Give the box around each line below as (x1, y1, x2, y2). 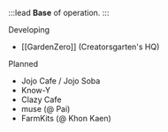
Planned (8, 59, 39, 69)
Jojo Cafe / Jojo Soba (20, 76, 101, 86)
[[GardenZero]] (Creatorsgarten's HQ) (20, 41, 160, 52)
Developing (8, 25, 50, 34)
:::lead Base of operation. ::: (8, 8, 110, 18)
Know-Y (20, 85, 50, 95)
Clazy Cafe (20, 94, 62, 105)
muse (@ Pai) (20, 104, 71, 114)
